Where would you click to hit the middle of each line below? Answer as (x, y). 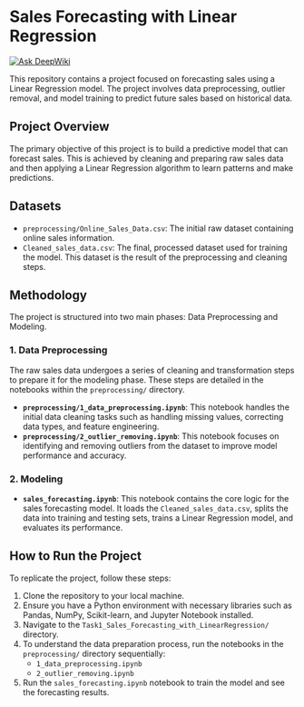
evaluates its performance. (73, 527)
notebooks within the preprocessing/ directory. (97, 389)
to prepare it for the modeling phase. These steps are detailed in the (137, 380)
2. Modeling (36, 479)
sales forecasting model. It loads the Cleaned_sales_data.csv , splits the (155, 508)
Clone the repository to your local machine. (103, 595)
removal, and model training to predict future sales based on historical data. (151, 98)
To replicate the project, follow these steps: (90, 578)
